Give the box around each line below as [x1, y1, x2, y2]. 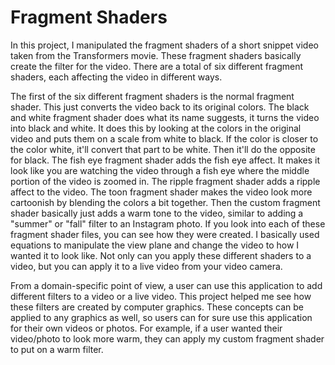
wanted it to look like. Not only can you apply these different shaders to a [10, 249, 312, 261]
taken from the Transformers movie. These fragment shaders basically [10, 49, 302, 61]
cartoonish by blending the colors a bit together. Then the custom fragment [10, 196, 321, 208]
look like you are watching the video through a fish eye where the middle [10, 164, 310, 176]
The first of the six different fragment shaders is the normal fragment [10, 90, 295, 102]
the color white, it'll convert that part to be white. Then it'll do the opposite [10, 143, 316, 155]
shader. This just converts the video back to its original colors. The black [10, 101, 310, 113]
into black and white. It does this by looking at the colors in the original [10, 122, 302, 134]
